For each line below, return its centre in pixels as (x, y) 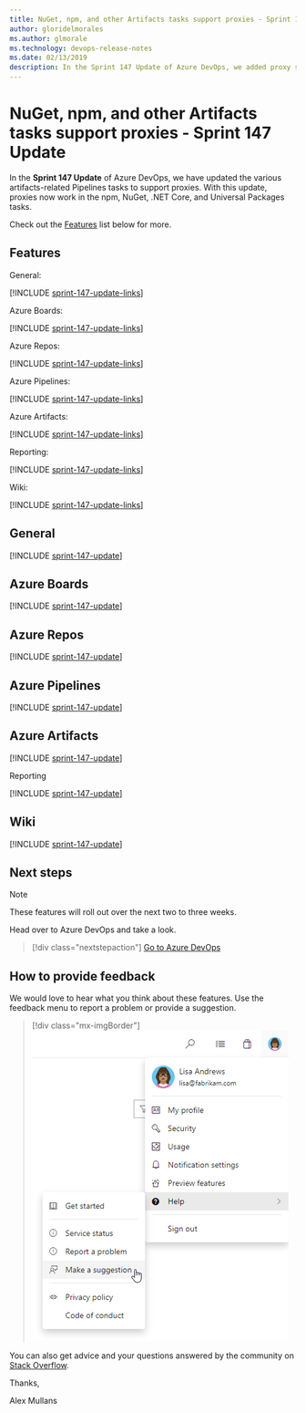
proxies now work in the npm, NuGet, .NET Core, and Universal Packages (147, 197)
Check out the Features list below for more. (91, 224)
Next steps (41, 873)
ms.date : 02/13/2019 (49, 58)
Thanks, (25, 1383)
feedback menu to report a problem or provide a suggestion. (123, 1008)
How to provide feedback (82, 976)
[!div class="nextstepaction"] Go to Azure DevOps (126, 948)
